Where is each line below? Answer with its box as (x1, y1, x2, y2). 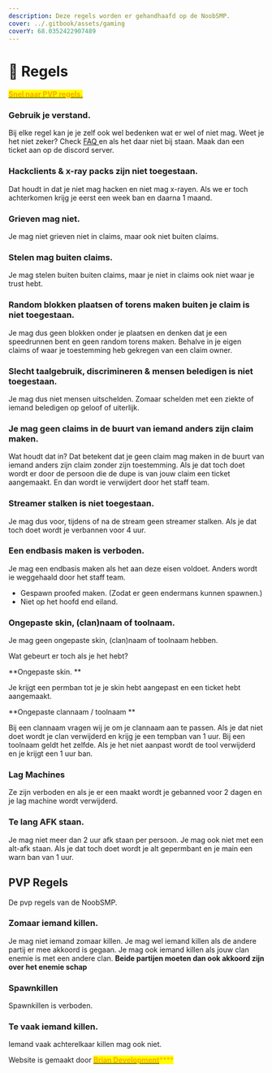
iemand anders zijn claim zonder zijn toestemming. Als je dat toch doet (8, 460, 245, 470)
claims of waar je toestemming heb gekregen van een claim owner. (8, 345, 233, 354)
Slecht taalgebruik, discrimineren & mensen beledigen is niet (8, 365, 253, 376)
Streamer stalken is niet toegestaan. (8, 497, 154, 509)
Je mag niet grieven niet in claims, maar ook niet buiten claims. (8, 232, 219, 241)
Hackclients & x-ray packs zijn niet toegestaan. (8, 166, 199, 177)
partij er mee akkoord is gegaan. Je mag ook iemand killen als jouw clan (8, 945, 249, 954)
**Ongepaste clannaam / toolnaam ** (8, 707, 136, 717)
